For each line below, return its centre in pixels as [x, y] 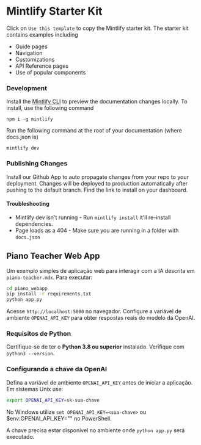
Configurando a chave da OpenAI [57, 369]
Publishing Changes [37, 164]
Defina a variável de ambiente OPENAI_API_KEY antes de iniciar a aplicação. [100, 382]
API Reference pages [42, 66]
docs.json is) [22, 137]
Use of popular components [50, 72]
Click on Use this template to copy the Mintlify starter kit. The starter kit [97, 28]
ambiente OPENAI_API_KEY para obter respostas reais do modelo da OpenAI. [101, 318]
